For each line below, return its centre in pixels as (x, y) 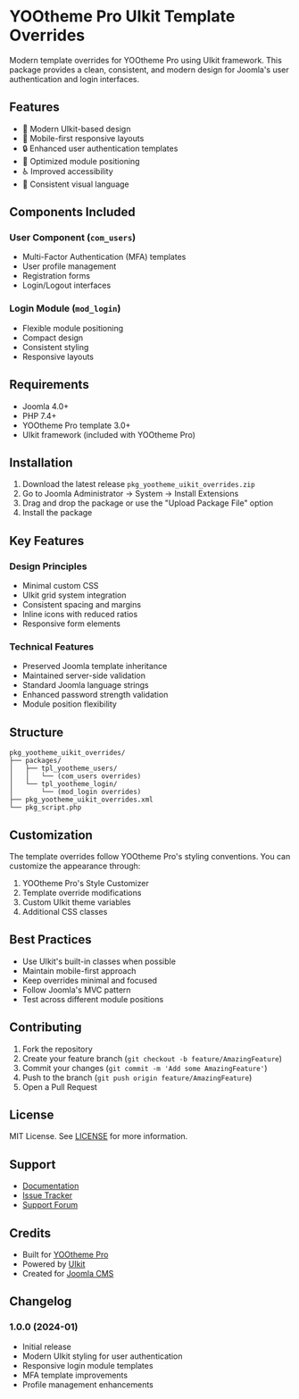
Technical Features (52, 647)
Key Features (47, 541)
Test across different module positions (93, 999)
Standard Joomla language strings (85, 685)
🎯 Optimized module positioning (81, 161)
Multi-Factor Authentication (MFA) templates (104, 257)
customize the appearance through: (75, 866)
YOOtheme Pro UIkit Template (122, 17)
